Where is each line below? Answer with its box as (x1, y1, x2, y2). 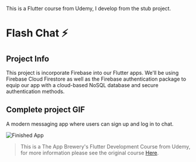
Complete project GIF (6, 105, 85, 115)
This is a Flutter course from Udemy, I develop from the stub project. (6, 5, 171, 12)
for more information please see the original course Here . (20, 149, 159, 156)
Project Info (6, 54, 50, 64)
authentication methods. (6, 88, 65, 95)
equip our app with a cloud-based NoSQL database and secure (6, 82, 159, 88)
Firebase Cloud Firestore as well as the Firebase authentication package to (6, 75, 186, 82)
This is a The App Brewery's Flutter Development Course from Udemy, (20, 143, 191, 150)
